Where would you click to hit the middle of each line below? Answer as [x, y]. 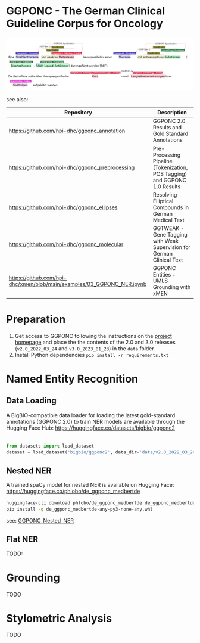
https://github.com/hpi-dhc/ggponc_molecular [66, 244]
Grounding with [172, 287]
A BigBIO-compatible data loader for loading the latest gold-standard [91, 415]
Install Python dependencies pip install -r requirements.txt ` [93, 355]
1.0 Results [167, 187]
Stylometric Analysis [59, 619]
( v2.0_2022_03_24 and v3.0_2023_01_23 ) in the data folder [85, 348]
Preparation [36, 319]
